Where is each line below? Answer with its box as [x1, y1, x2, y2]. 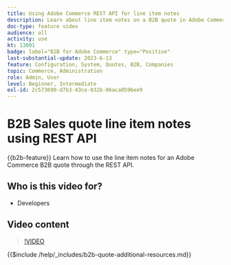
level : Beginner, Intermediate [7, 80, 97, 87]
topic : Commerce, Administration [7, 67, 103, 74]
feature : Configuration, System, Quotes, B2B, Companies [7, 61, 174, 68]
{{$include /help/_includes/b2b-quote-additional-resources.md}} [7, 250, 192, 258]
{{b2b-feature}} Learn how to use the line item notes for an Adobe [7, 154, 195, 162]
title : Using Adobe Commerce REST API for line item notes [7, 10, 180, 17]
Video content [7, 219, 70, 231]
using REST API [7, 131, 98, 146]
